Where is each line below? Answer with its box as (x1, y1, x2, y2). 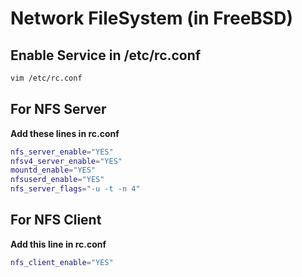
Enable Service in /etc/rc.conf (10, 47, 202, 64)
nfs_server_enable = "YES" (10, 147, 114, 157)
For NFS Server (10, 101, 107, 118)
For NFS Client (10, 212, 102, 229)
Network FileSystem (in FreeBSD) (10, 7, 293, 30)
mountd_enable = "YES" (10, 165, 97, 176)
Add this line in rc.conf (10, 238, 107, 250)
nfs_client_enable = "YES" (10, 257, 114, 267)
